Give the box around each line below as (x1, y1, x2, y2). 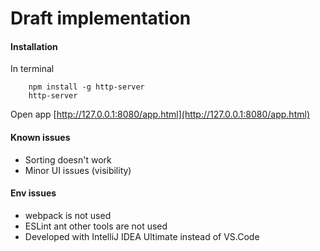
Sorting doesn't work (24, 153, 112, 166)
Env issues (10, 187, 57, 199)
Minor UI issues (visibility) (24, 164, 132, 176)
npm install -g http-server (28, 82, 145, 92)
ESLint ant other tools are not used (24, 220, 168, 232)
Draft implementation (10, 7, 192, 30)
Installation (10, 40, 58, 52)
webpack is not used (24, 209, 112, 221)
